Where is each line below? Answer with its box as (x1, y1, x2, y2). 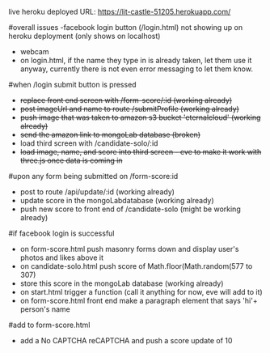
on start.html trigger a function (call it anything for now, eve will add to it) (19, 287, 263, 296)
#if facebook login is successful (8, 228, 115, 238)
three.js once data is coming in (19, 155, 123, 165)
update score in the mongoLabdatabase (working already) (19, 196, 214, 205)
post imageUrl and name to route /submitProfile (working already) (19, 104, 240, 113)
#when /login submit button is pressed (8, 80, 137, 89)
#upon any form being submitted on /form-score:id (8, 172, 179, 181)
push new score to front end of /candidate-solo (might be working (19, 204, 241, 214)
